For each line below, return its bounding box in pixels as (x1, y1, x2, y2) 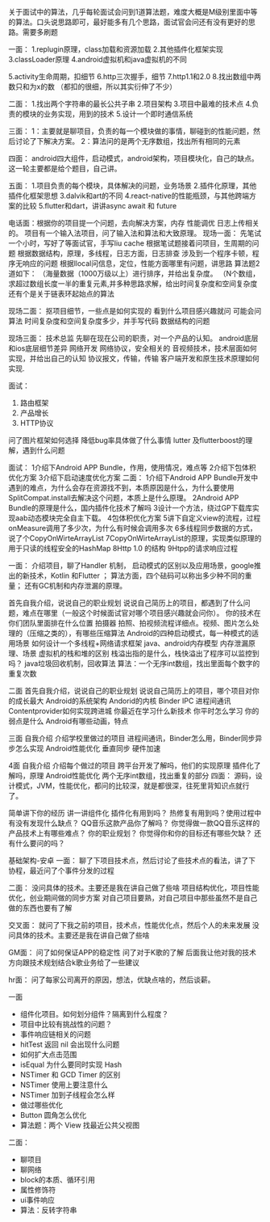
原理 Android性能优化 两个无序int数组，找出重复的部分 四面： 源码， (29, 771, 255, 780)
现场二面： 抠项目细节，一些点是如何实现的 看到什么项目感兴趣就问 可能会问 (8, 306, 262, 315)
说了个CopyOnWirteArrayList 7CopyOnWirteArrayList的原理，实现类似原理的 (8, 533, 262, 543)
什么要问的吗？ (15, 839, 65, 848)
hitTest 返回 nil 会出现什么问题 (19, 1039, 120, 1049)
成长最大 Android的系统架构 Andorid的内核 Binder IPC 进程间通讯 (15, 696, 231, 706)
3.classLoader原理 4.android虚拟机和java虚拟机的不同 (8, 55, 188, 64)
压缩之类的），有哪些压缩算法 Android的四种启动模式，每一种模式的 (29, 629, 252, 638)
